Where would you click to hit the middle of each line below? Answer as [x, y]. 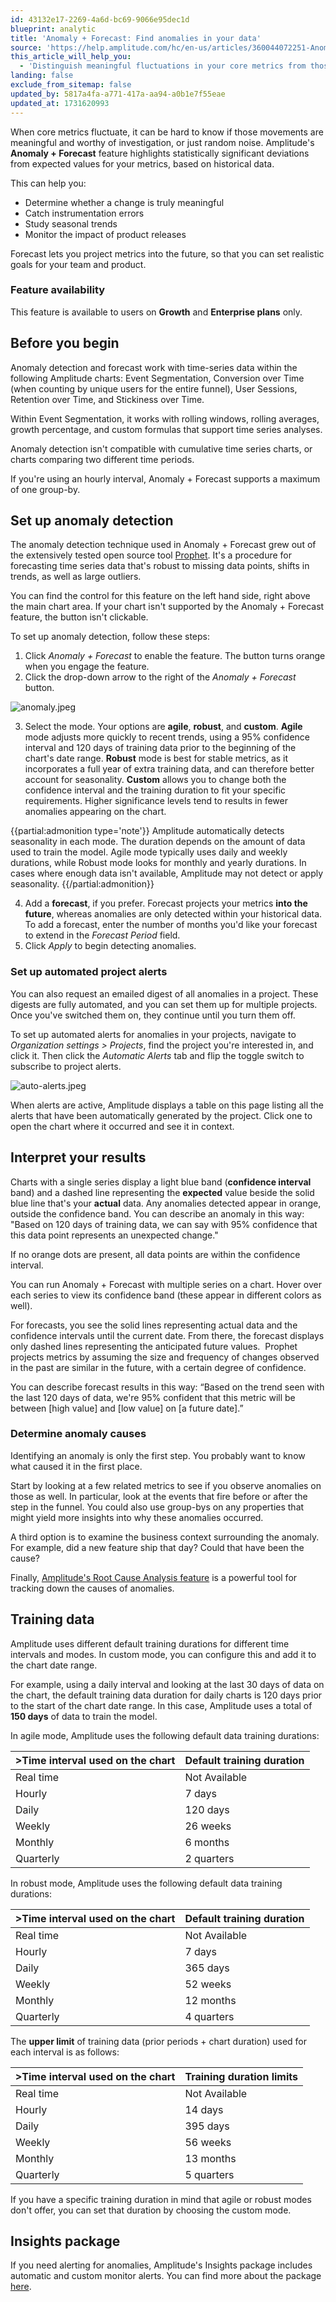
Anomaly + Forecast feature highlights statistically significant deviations [160, 153]
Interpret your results [78, 1157]
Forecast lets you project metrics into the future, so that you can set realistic [167, 253]
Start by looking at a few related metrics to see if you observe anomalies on [166, 1485]
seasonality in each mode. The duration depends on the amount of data [158, 842]
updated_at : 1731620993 [60, 103]
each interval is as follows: [65, 2052]
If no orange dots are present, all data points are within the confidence [155, 1254]
